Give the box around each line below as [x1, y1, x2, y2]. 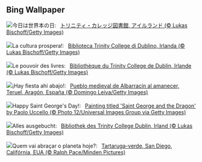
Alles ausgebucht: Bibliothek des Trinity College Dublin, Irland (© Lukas [12, 122, 193, 129]
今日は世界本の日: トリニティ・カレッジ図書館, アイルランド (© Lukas [12, 21, 188, 29]
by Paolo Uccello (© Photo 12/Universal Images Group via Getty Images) [6, 108, 186, 115]
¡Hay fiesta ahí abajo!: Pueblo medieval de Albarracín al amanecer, [12, 82, 180, 89]
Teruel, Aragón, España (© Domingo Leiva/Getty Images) [6, 88, 148, 96]
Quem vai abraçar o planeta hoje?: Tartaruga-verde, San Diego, [12, 142, 173, 149]
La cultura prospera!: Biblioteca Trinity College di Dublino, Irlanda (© [12, 42, 185, 49]
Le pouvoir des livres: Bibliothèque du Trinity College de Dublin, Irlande [12, 62, 192, 69]
